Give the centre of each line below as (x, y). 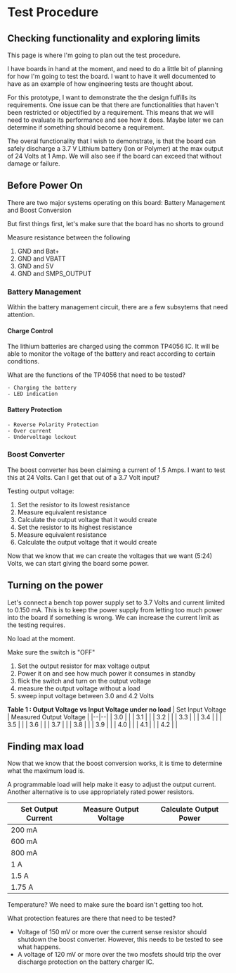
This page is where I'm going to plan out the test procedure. (94, 55)
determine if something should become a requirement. (86, 127)
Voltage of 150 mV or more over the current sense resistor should (112, 932)
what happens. (39, 947)
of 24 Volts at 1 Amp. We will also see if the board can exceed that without (114, 156)
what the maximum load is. (46, 771)
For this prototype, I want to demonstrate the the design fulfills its (102, 97)
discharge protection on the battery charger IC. (86, 962)
